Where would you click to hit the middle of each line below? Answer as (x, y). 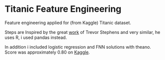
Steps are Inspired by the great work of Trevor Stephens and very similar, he (82, 32)
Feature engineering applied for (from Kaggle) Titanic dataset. (68, 23)
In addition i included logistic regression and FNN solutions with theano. (78, 47)
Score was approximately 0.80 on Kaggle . (47, 52)
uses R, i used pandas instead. (36, 37)
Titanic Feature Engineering (63, 9)
